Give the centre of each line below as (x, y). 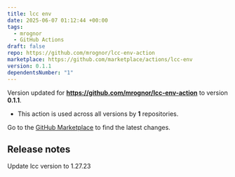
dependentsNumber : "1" (40, 72)
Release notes (39, 149)
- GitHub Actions (39, 40)
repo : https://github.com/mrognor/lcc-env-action (81, 53)
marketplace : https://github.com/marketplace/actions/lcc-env (100, 60)
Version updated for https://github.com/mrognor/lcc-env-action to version (117, 93)
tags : (15, 27)
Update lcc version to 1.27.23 (49, 166)
